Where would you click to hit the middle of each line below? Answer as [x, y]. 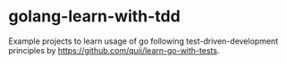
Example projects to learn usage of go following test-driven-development [143, 41]
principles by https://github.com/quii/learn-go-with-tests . [114, 50]
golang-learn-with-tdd [94, 16]
